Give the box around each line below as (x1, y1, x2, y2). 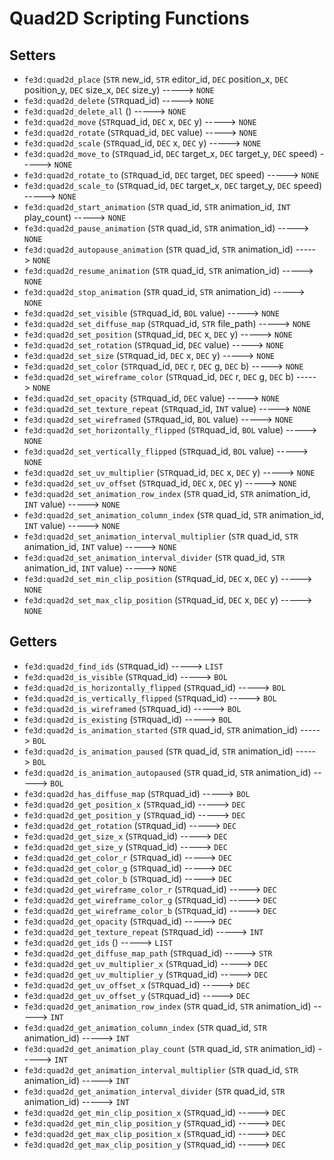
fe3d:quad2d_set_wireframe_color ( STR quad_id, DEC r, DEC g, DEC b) (23, 371, 295, 382)
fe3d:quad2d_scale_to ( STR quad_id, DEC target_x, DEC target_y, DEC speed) (23, 180, 323, 191)
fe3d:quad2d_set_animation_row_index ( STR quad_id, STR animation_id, (23, 488, 311, 499)
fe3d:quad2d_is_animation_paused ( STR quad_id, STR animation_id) (23, 745, 294, 757)
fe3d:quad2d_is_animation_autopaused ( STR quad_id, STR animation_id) (23, 766, 312, 778)
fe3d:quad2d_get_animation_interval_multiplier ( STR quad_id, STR (23, 1063, 299, 1076)
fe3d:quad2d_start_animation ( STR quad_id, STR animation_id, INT (23, 201, 291, 212)
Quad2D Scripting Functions (9, 7, 250, 30)
